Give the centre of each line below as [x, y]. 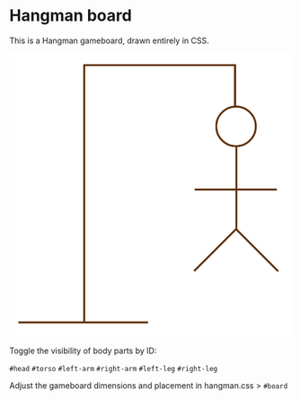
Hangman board [71, 16]
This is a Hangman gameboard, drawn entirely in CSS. [109, 40]
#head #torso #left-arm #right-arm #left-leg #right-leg [114, 369]
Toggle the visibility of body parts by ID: [83, 351]
